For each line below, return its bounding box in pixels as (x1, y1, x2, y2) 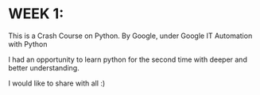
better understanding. (8, 63, 80, 72)
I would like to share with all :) (8, 78, 106, 88)
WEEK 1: (8, 5, 64, 23)
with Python (8, 39, 48, 48)
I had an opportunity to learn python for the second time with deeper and (8, 55, 248, 64)
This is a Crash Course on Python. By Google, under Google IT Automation (8, 31, 253, 40)
